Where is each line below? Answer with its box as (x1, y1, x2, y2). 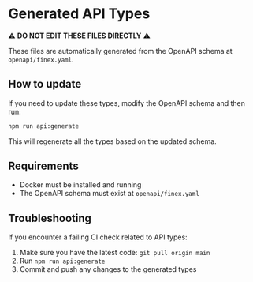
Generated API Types (8, 5, 151, 23)
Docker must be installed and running (19, 180, 142, 190)
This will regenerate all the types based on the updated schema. (8, 136, 217, 146)
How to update (8, 77, 82, 91)
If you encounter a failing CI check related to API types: (8, 232, 188, 242)
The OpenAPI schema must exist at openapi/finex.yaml (19, 189, 199, 198)
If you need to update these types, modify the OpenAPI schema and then (8, 98, 246, 107)
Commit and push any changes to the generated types (19, 265, 197, 274)
